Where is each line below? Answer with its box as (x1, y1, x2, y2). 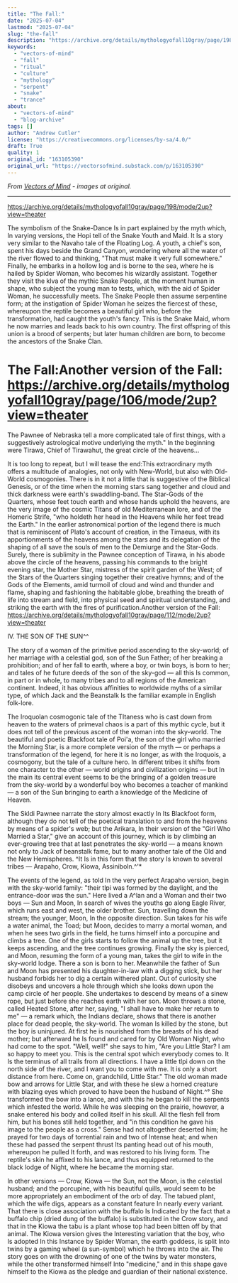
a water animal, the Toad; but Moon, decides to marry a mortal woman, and (7, 921, 227, 930)
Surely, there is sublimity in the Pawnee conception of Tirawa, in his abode (7, 550, 225, 559)
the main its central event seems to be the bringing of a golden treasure (7, 773, 217, 781)
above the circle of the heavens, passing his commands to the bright (7, 557, 208, 566)
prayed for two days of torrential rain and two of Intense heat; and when (7, 1132, 217, 1141)
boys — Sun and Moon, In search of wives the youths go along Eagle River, (7, 898, 227, 907)
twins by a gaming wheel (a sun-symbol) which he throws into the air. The (7, 1245, 223, 1253)
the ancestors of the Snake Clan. (7, 337, 103, 345)
